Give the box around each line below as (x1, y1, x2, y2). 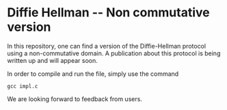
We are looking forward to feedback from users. (7, 94, 142, 103)
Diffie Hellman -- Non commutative (7, 5, 210, 20)
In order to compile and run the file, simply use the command (7, 70, 179, 78)
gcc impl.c (7, 83, 38, 90)
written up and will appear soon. (7, 56, 98, 64)
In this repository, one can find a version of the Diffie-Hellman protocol (7, 42, 206, 50)
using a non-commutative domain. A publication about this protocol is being (7, 49, 221, 57)
